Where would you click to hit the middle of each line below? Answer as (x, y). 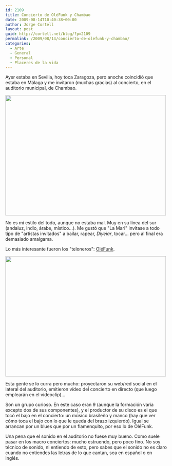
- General (20, 53)
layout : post (19, 29)
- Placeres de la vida (34, 63)
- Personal (22, 58)
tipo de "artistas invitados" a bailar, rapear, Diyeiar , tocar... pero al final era (84, 234)
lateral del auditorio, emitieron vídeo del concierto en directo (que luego (81, 389)
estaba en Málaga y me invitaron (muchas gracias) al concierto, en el (78, 83)
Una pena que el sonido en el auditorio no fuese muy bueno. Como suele (83, 436)
